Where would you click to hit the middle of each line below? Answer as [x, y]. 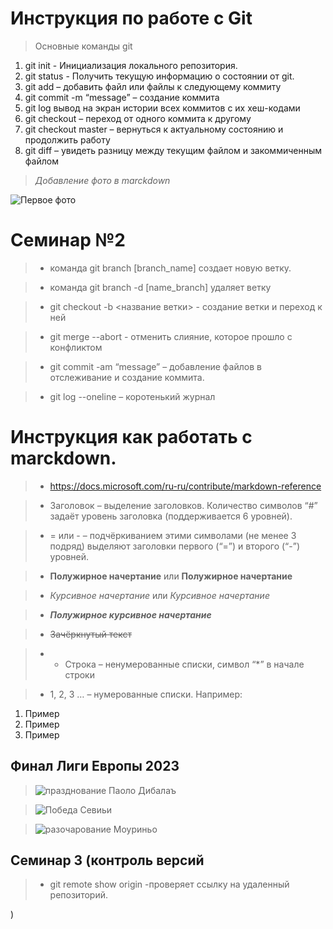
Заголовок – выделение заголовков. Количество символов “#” [183, 505]
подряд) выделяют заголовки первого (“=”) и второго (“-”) [174, 546]
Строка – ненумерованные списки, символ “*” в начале [184, 664]
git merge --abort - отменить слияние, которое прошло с [171, 336]
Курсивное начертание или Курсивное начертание [159, 595]
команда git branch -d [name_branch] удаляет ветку [160, 287]
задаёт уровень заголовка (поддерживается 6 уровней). [171, 516]
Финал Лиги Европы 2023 [95, 766]
